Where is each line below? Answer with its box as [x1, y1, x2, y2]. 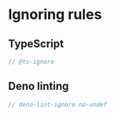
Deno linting [8, 80, 69, 93]
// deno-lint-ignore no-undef [8, 100, 108, 108]
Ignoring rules [8, 6, 102, 24]
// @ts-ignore [8, 58, 55, 65]
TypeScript [8, 37, 65, 51]
